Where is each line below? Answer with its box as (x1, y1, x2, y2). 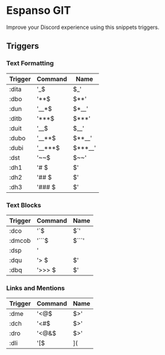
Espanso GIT (6, 4, 71, 17)
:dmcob (9, 236, 31, 245)
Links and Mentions (6, 284, 65, 292)
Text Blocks (6, 201, 42, 209)
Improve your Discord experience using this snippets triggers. (6, 24, 160, 31)
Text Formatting (6, 59, 54, 68)
